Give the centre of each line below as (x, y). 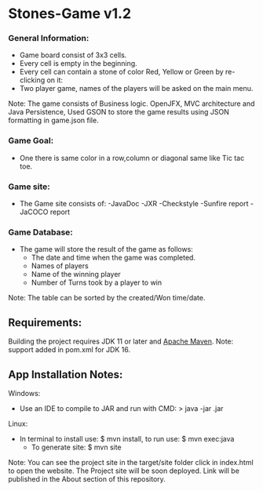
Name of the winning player (76, 275)
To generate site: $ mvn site (76, 447)
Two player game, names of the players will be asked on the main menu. (136, 89)
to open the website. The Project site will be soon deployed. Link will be (124, 471)
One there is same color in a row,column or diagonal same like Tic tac (132, 158)
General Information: (49, 38)
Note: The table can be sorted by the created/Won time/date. (107, 298)
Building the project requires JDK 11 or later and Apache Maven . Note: (121, 341)
